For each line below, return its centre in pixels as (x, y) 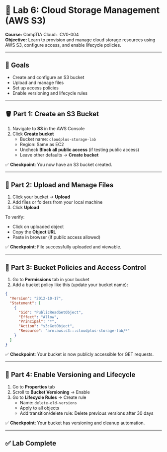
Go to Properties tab (34, 386)
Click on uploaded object (38, 227)
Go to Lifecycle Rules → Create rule (49, 397)
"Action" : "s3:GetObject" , (46, 326)
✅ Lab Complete (31, 443)
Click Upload (26, 208)
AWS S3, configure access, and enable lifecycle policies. (63, 45)
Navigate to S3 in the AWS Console (48, 128)
